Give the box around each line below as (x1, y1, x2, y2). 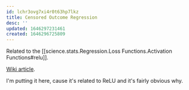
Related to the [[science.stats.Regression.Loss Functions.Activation (6, 47, 172, 55)
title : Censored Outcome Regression (6, 14, 97, 20)
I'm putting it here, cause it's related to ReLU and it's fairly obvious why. (6, 77, 184, 85)
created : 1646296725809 (6, 31, 66, 37)
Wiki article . (6, 65, 36, 73)
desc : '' (6, 20, 28, 26)
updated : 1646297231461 (6, 25, 66, 32)
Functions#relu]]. (6, 54, 49, 61)
